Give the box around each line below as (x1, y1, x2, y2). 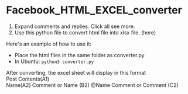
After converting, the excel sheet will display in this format (6, 69, 146, 76)
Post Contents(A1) (6, 75, 50, 82)
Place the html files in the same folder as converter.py (14, 51, 145, 58)
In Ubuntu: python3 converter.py (14, 58, 94, 65)
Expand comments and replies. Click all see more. (14, 23, 135, 30)
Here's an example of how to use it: (6, 40, 92, 47)
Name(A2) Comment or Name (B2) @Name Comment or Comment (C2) (6, 81, 179, 88)
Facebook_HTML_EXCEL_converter (6, 4, 183, 17)
